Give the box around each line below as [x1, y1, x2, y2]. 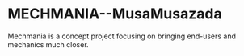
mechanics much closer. [7, 39, 90, 49]
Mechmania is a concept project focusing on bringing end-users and [7, 31, 236, 41]
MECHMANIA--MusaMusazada [7, 5, 223, 23]
